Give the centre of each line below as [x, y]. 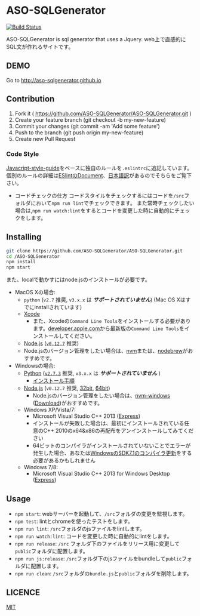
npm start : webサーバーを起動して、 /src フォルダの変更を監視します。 [101, 513]
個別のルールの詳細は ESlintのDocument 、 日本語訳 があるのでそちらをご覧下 [99, 175]
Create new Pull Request [45, 138]
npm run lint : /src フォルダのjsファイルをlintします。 [80, 528]
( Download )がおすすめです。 [68, 403]
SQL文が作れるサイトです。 [40, 47]
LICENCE [23, 592]
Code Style [23, 154]
